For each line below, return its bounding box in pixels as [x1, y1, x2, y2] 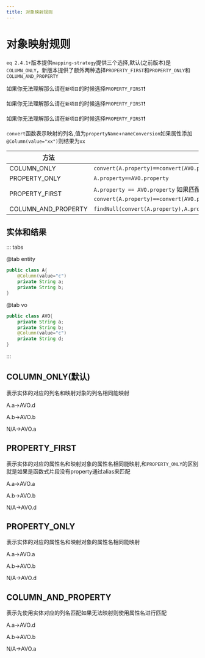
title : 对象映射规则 [6, 9, 53, 15]
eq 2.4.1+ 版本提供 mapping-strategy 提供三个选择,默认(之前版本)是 [6, 59, 171, 66]
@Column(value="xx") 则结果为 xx [6, 137, 85, 145]
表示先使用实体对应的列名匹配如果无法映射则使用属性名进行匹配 [6, 609, 167, 616]
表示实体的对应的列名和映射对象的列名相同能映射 [6, 389, 129, 396]
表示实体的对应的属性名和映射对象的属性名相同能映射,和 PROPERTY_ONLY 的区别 [6, 460, 199, 467]
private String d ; [17, 336, 64, 342]
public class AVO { [6, 313, 53, 319]
